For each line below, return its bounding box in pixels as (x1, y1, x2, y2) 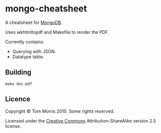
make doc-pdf (5, 81, 32, 86)
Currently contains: (5, 38, 45, 45)
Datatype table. (12, 53, 44, 60)
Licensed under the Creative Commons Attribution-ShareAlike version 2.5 (5, 118, 156, 124)
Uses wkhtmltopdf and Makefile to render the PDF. (5, 29, 110, 35)
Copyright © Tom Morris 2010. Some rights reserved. (5, 108, 115, 114)
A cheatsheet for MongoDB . (5, 19, 62, 25)
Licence (5, 95, 31, 104)
